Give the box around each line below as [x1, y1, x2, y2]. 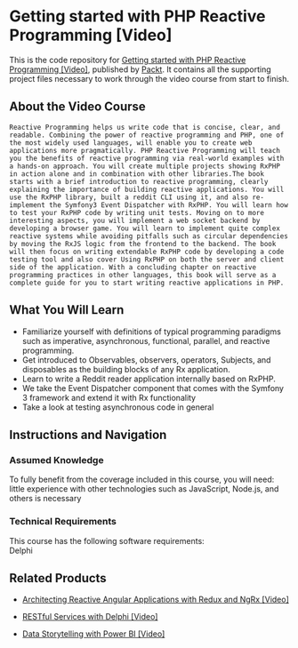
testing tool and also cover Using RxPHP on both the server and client [9, 255, 285, 264]
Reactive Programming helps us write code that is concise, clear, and [9, 123, 280, 132]
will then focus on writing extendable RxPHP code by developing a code [9, 247, 285, 256]
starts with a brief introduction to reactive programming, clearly [9, 177, 269, 186]
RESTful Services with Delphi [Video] [21, 612, 158, 622]
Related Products [9, 571, 107, 586]
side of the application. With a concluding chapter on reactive [9, 262, 256, 272]
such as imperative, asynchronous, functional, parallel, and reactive [21, 335, 270, 346]
